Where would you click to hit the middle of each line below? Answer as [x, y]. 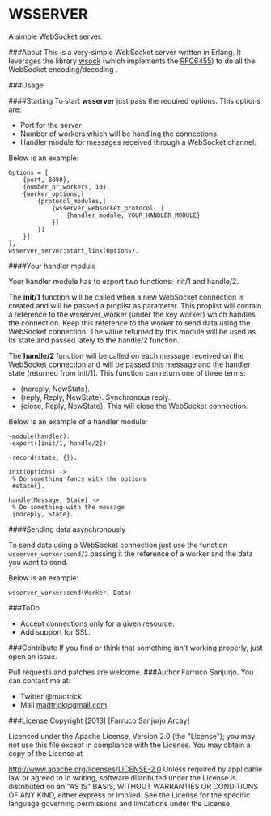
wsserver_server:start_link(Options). [74, 251]
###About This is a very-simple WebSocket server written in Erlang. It [125, 52]
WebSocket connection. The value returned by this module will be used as [132, 331]
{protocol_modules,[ [72, 201]
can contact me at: [40, 680]
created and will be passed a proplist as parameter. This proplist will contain [135, 305]
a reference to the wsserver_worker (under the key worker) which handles [132, 314]
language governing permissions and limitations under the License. [120, 803]
